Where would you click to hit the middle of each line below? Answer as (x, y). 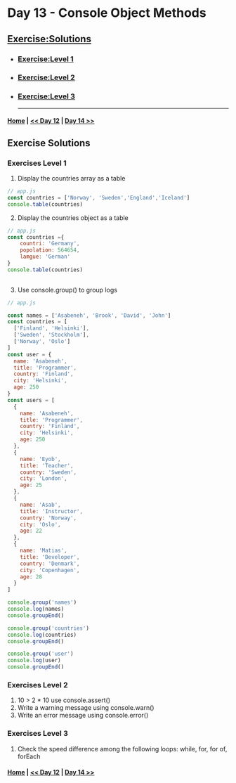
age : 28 (31, 577)
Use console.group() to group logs (67, 290)
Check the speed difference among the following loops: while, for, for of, (122, 749)
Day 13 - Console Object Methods (107, 13)
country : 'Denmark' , (50, 564)
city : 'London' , (44, 479)
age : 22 (31, 531)
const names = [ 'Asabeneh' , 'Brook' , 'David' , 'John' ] (89, 315)
